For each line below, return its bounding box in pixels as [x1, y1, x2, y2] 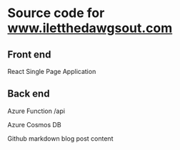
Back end [7, 87, 50, 100]
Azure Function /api [7, 107, 66, 115]
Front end [7, 48, 51, 60]
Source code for [7, 5, 105, 21]
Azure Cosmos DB [7, 120, 62, 129]
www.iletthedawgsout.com [7, 20, 173, 36]
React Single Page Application [7, 68, 96, 75]
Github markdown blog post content [7, 134, 114, 143]
